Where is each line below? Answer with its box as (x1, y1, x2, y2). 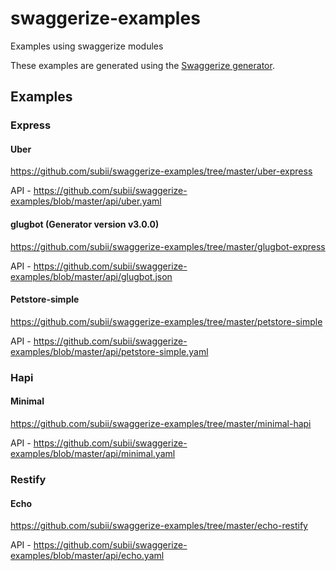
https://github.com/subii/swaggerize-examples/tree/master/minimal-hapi (10, 417, 312, 429)
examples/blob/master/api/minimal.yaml (10, 447, 176, 459)
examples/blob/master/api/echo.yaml (10, 550, 165, 562)
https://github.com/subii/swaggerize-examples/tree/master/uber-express (10, 165, 313, 177)
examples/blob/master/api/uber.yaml (10, 195, 162, 207)
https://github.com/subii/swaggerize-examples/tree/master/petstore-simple (10, 315, 323, 327)
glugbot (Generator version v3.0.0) (10, 218, 160, 231)
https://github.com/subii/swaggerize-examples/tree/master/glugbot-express (10, 240, 326, 252)
